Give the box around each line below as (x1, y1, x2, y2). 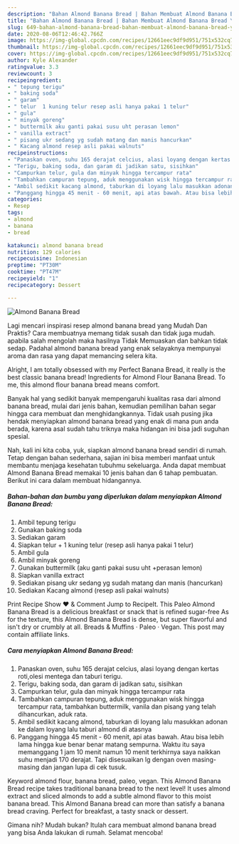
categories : (7, 196, 43, 203)
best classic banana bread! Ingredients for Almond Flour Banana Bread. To (7, 372, 225, 381)
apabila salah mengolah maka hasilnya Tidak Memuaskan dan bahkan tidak (7, 336, 228, 345)
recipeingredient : (7, 76, 62, 84)
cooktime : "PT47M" (7, 269, 62, 276)
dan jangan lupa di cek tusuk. (41, 763, 127, 771)
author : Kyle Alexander (7, 57, 78, 64)
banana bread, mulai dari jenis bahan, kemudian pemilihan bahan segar (7, 402, 216, 410)
